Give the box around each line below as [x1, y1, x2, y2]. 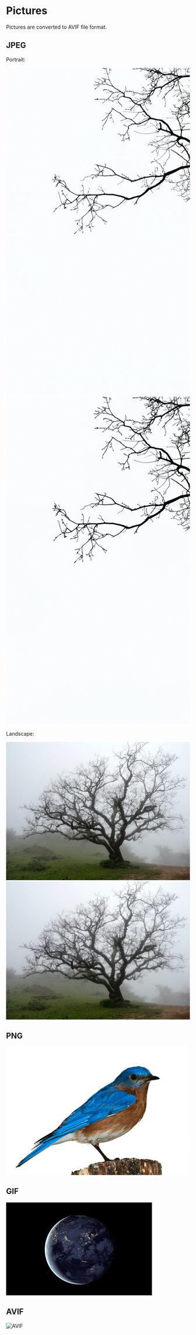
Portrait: [6, 56, 26, 63]
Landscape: [6, 730, 34, 737]
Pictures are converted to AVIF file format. [6, 23, 107, 30]
